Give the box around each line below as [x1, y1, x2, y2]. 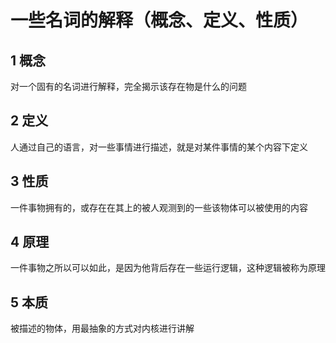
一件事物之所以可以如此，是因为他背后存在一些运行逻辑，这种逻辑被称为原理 [10, 262, 326, 274]
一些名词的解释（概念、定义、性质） [10, 9, 309, 32]
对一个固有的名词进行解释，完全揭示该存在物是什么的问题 [10, 81, 247, 92]
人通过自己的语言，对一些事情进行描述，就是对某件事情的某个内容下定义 [10, 141, 308, 153]
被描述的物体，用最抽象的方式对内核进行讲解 [10, 322, 195, 335]
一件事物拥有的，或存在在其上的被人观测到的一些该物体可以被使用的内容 [10, 201, 308, 213]
